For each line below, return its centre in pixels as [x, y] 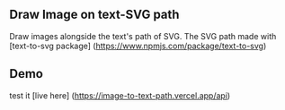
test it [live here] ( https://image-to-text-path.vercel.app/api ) [120, 95]
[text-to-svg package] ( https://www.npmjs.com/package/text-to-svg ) [138, 46]
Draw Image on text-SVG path [94, 15]
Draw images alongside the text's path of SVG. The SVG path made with [143, 36]
